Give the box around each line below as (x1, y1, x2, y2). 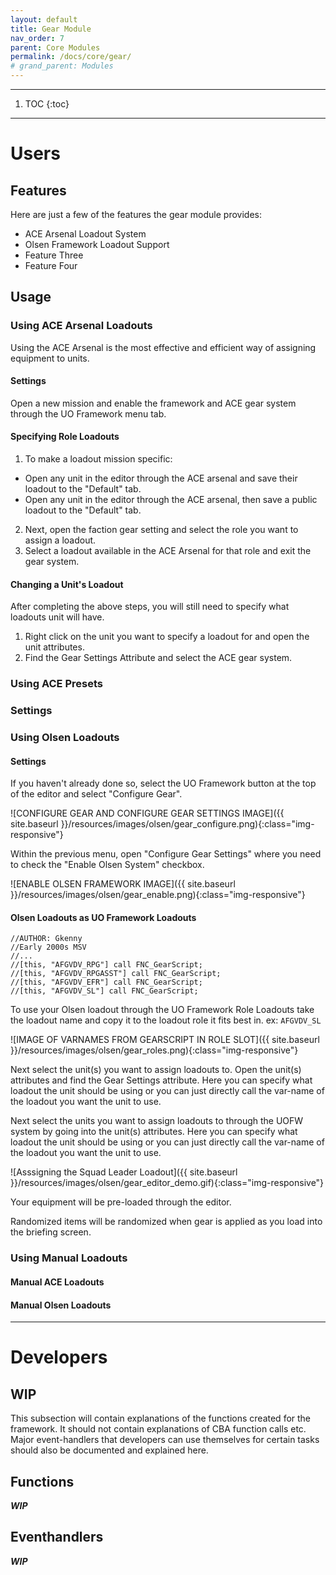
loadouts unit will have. (10, 611, 105, 623)
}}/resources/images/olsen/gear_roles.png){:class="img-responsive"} (10, 1044, 299, 1056)
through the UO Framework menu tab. (10, 407, 167, 420)
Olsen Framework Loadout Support (24, 239, 170, 250)
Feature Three (24, 249, 84, 261)
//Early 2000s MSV (10, 942, 87, 953)
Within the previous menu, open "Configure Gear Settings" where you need (10, 848, 322, 860)
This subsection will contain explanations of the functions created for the (10, 1412, 312, 1425)
